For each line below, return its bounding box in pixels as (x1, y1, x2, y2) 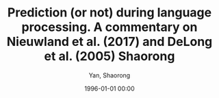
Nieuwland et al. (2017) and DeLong (6, 34, 213, 49)
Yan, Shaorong (88, 71, 131, 79)
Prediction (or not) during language (7, 5, 212, 21)
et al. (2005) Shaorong (44, 49, 175, 64)
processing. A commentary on (21, 19, 198, 35)
